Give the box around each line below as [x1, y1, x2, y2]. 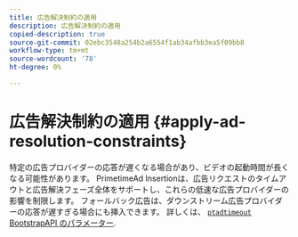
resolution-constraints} [9, 131, 187, 151]
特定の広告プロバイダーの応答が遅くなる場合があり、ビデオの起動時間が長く [9, 161, 289, 172]
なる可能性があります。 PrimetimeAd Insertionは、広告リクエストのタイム [9, 173, 279, 184]
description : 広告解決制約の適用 [9, 21, 122, 30]
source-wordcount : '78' [9, 54, 98, 63]
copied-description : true [9, 29, 105, 38]
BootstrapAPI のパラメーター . [9, 217, 117, 228]
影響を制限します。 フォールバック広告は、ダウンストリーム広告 [9, 195, 245, 206]
